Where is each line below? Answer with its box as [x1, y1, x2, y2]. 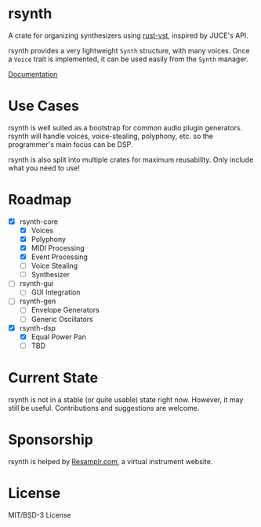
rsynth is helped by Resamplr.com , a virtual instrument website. [8, 456, 213, 466]
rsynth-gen [19, 296, 56, 306]
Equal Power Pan [31, 331, 86, 342]
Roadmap [8, 191, 72, 209]
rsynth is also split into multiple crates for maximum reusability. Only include [8, 155, 254, 164]
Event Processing [31, 252, 89, 262]
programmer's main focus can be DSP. [8, 139, 133, 149]
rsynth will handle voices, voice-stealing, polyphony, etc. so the [8, 131, 214, 141]
